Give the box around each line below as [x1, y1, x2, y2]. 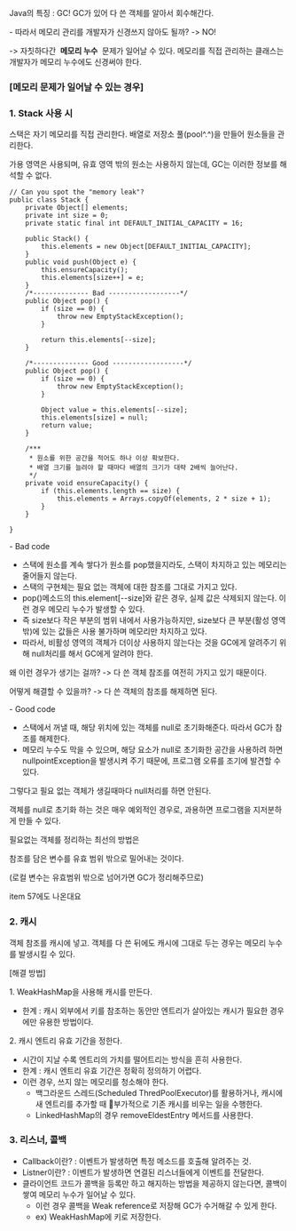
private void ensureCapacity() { [25, 479, 149, 488]
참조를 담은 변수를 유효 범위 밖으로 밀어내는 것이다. [9, 853, 184, 864]
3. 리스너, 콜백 [9, 1134, 67, 1147]
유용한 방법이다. [38, 1016, 94, 1027]
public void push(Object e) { [25, 258, 137, 267]
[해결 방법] [9, 967, 46, 978]
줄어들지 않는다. [21, 571, 77, 581]
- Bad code [9, 541, 51, 552]
